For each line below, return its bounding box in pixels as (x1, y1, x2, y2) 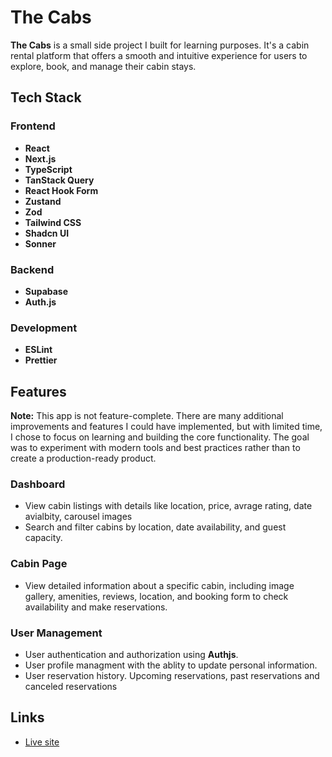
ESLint (24, 344, 53, 356)
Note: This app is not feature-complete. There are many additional (10, 410, 284, 422)
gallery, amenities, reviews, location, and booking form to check (24, 590, 289, 602)
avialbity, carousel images (24, 511, 133, 523)
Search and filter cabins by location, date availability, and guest (24, 521, 287, 533)
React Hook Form (24, 184, 99, 196)
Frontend (10, 119, 56, 133)
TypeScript (24, 163, 73, 175)
